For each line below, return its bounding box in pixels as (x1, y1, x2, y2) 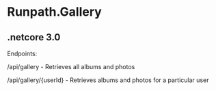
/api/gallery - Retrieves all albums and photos (7, 63, 135, 70)
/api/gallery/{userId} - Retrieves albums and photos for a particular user (7, 76, 209, 84)
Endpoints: (7, 49, 38, 57)
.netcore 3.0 (7, 31, 61, 43)
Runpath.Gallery (7, 4, 103, 20)
